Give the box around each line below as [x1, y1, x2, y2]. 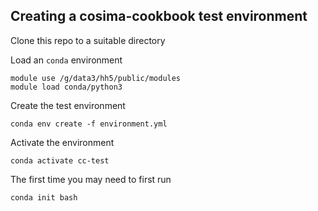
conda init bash [10, 192, 78, 203]
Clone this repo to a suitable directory [10, 34, 166, 46]
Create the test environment [10, 99, 126, 111]
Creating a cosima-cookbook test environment [10, 8, 308, 25]
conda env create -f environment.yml [10, 119, 168, 129]
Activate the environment [10, 136, 115, 148]
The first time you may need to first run [10, 173, 172, 185]
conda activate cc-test [10, 155, 110, 166]
